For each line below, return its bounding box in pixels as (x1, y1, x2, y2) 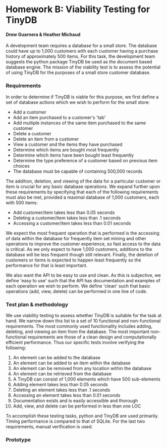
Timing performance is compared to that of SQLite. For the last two (6, 418, 145, 424)
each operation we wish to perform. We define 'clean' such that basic (6, 283, 151, 289)
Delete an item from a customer (13, 136, 79, 142)
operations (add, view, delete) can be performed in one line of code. (6, 288, 148, 294)
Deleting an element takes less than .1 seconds (13, 387, 110, 393)
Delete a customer (13, 130, 52, 136)
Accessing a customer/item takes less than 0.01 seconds (13, 220, 131, 226)
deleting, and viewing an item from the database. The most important (6, 328, 150, 334)
